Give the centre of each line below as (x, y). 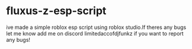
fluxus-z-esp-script (56, 11)
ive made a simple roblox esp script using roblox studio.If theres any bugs (96, 27)
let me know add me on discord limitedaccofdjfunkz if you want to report (95, 33)
